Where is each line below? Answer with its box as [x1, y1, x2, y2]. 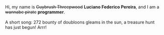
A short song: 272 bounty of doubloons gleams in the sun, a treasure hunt [5, 19, 155, 25]
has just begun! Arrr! [5, 24, 47, 30]
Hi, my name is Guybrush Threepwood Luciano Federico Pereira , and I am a [5, 4, 160, 10]
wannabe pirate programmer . [5, 9, 65, 15]
